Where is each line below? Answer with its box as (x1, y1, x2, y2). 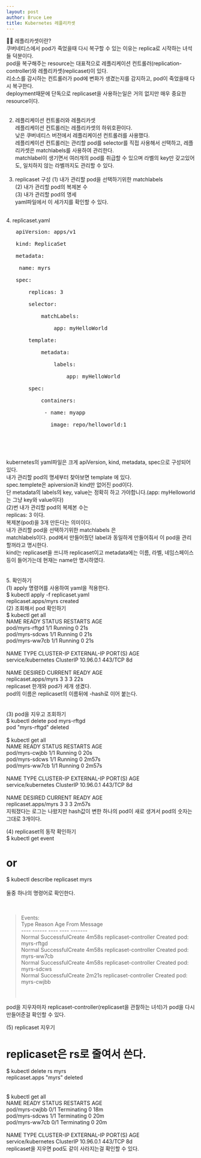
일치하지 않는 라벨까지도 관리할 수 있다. (23, 162, 115, 169)
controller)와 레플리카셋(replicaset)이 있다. (6, 67, 108, 75)
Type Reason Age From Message (20, 921, 103, 928)
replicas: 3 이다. (6, 512, 45, 519)
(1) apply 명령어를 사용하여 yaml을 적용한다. (6, 584, 110, 592)
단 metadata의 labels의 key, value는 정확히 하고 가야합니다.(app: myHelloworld (6, 489, 196, 496)
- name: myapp (44, 409, 86, 416)
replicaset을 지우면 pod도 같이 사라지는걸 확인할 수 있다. (6, 1145, 139, 1153)
